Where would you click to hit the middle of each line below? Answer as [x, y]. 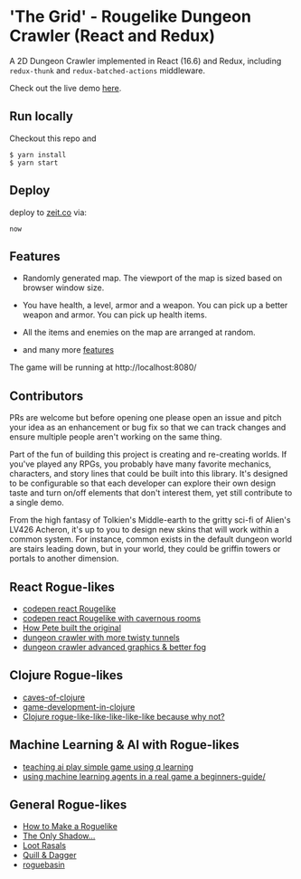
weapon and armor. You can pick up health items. [115, 315]
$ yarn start [34, 163]
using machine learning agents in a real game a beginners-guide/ [144, 776]
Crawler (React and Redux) [112, 36]
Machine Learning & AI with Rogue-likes [124, 745]
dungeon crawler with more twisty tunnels [101, 638]
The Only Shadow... [59, 836]
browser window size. [63, 288]
